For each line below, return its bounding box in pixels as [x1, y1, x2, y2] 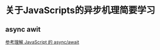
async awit [5, 25, 41, 33]
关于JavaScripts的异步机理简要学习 [5, 5, 155, 16]
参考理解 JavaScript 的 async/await [5, 39, 79, 45]
